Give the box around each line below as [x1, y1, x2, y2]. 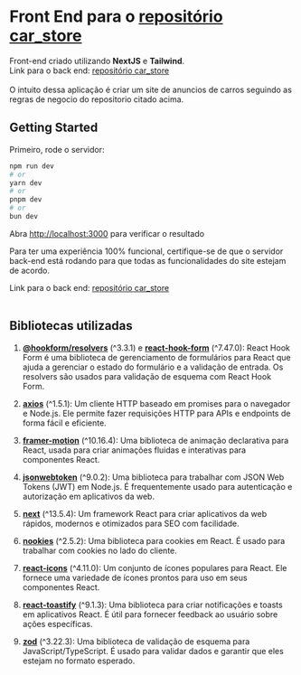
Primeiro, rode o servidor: [9, 144, 105, 155]
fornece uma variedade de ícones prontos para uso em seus [22, 572, 248, 583]
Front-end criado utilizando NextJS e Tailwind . [9, 55, 185, 66]
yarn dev [9, 178, 42, 187]
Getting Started [9, 120, 99, 136]
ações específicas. [22, 618, 93, 629]
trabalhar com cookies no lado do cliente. [22, 545, 178, 556]
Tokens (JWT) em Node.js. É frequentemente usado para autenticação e [22, 481, 293, 492]
